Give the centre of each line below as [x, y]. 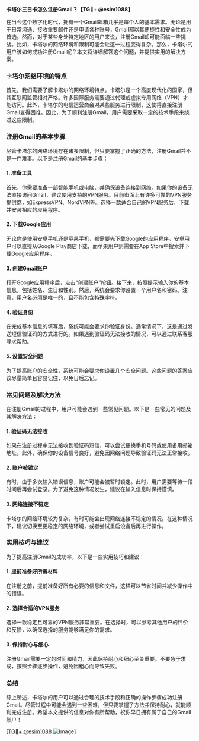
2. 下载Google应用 [29, 224]
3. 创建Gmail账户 [27, 268]
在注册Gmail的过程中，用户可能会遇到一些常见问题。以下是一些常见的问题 [96, 409]
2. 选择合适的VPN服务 [33, 608]
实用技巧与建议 [28, 542]
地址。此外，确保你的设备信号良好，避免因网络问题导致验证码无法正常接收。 [99, 453]
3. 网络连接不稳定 [28, 504]
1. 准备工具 [19, 173]
